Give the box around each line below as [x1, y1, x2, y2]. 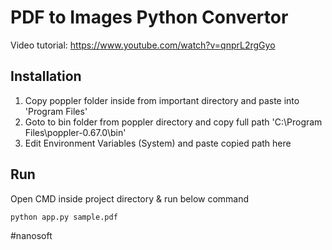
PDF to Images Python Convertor [10, 6, 289, 29]
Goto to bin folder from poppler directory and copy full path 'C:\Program [24, 116, 323, 128]
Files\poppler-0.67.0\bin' [24, 126, 127, 138]
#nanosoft [10, 229, 53, 241]
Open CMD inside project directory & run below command [10, 192, 250, 205]
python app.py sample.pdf [10, 212, 118, 222]
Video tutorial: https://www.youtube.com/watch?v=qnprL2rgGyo [10, 39, 276, 51]
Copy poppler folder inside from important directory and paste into [24, 94, 300, 106]
